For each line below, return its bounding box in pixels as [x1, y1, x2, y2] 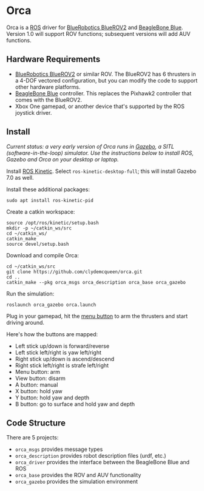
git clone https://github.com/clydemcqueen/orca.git [6, 268, 143, 275]
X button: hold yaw [15, 387, 63, 394]
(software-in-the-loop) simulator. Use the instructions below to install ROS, [6, 149, 194, 157]
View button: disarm [15, 374, 66, 382]
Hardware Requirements [6, 54, 101, 64]
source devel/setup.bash [6, 241, 69, 247]
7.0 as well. [6, 174, 34, 181]
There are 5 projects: [6, 434, 59, 441]
